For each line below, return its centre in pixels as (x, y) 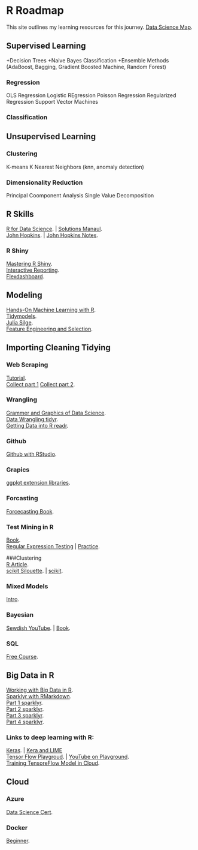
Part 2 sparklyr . (25, 709)
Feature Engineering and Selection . (49, 329)
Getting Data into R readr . (37, 425)
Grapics (18, 470)
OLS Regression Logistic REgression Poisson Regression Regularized (91, 95)
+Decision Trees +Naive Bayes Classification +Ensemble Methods (88, 60)
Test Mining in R (30, 527)
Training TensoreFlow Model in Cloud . (53, 763)
